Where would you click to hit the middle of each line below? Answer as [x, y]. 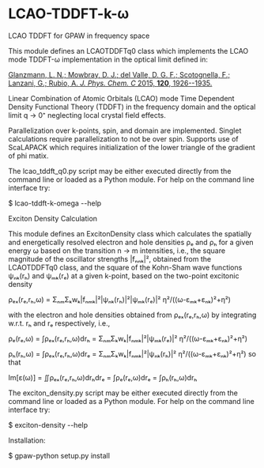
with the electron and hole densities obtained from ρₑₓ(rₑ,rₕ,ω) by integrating [132, 315]
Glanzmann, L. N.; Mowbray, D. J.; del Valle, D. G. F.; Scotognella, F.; [119, 74]
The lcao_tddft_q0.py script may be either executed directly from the [120, 171]
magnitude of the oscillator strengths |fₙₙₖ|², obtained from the [110, 259]
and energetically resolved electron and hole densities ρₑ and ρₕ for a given [131, 242]
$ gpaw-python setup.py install [59, 455]
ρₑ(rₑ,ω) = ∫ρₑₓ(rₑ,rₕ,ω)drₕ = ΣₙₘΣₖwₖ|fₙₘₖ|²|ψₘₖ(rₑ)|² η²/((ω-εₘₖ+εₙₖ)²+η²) [128, 338]
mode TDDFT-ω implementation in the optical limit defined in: [108, 59]
